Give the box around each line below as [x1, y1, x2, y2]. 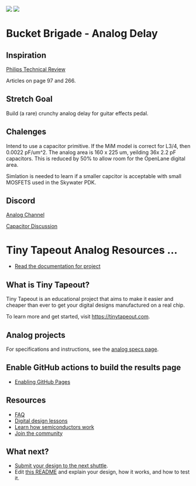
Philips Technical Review [6, 66, 66, 73]
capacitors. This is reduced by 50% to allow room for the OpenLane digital [6, 155, 185, 162]
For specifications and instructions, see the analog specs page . [6, 346, 159, 353]
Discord [6, 196, 36, 206]
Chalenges [6, 127, 47, 137]
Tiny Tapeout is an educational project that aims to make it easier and [6, 296, 174, 303]
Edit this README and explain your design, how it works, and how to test [14, 468, 190, 475]
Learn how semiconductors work [14, 423, 95, 430]
